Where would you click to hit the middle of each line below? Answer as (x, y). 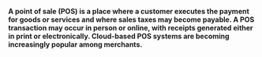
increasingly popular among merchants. (75, 45)
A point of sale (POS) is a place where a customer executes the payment (129, 11)
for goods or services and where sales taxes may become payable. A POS (131, 20)
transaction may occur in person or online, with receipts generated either (131, 28)
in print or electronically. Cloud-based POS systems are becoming (119, 36)
